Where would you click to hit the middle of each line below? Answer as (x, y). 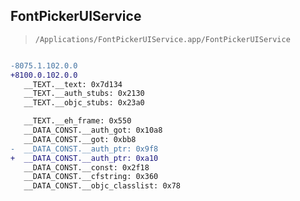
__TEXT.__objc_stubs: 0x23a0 (84, 103)
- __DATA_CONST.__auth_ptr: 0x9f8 (84, 149)
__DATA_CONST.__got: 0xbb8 (80, 139)
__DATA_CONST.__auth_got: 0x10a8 (93, 130)
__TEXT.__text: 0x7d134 (73, 84)
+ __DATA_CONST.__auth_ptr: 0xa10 (84, 158)
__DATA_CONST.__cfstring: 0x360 (91, 177)
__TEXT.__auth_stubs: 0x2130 (84, 94)
